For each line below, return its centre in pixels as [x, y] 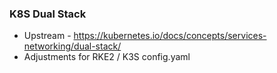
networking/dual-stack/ [72, 46]
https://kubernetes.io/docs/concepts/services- [170, 36]
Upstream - [47, 36]
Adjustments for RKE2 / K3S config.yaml [107, 57]
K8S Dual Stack [48, 14]
